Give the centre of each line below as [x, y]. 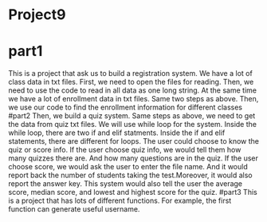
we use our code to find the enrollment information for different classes [126, 107]
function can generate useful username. [74, 209]
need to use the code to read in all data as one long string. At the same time [133, 90]
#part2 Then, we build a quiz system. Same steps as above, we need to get [132, 116]
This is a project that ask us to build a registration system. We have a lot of [130, 73]
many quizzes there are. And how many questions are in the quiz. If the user [133, 158]
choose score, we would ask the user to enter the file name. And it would [128, 167]
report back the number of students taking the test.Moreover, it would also [130, 175]
